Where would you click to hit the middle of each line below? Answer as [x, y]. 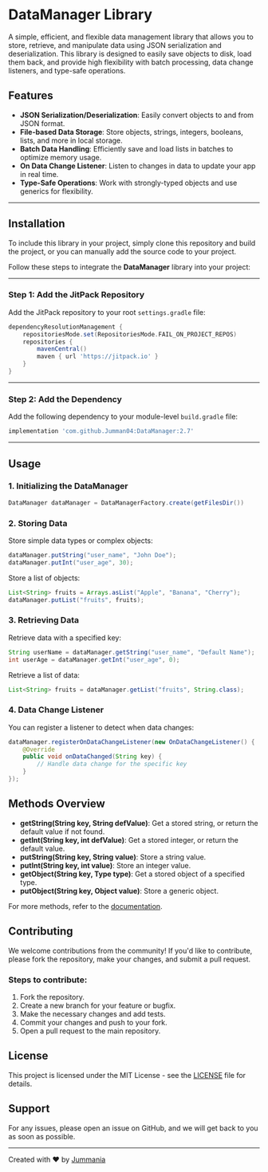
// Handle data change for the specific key [112, 764]
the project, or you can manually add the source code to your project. [122, 251]
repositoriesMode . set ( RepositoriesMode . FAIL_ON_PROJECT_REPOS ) [130, 334]
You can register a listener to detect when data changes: [101, 727]
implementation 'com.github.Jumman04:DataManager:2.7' [101, 431]
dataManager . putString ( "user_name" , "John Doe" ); [93, 556]
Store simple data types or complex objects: [81, 541]
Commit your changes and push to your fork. [93, 1022]
